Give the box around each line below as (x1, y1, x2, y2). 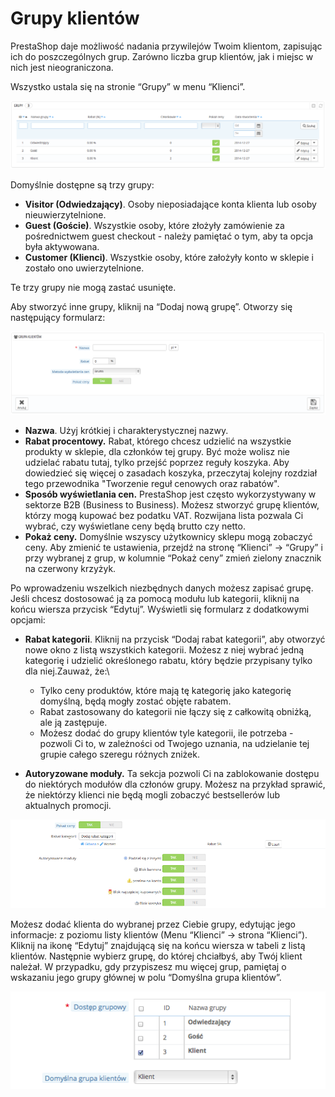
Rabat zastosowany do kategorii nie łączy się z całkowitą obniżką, (39, 706, 312, 718)
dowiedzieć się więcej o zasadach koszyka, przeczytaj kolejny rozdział (24, 467, 318, 479)
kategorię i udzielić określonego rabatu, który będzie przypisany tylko (24, 655, 313, 667)
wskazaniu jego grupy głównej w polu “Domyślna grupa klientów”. (10, 971, 282, 983)
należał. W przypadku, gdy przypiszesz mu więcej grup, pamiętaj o (10, 960, 287, 972)
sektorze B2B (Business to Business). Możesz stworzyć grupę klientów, (24, 499, 320, 511)
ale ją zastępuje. (39, 717, 108, 729)
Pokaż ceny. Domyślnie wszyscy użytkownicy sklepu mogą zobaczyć (24, 531, 313, 543)
